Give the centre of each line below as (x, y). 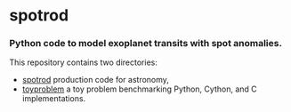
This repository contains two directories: (83, 62)
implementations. (54, 99)
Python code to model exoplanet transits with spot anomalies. (146, 44)
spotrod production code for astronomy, (95, 80)
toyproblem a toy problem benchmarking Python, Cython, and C (140, 89)
